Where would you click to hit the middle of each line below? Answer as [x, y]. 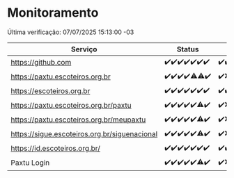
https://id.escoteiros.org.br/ [56, 149]
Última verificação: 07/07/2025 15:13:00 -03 [71, 32]
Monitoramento [53, 13]
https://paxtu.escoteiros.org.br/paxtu [71, 106]
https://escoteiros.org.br [50, 91]
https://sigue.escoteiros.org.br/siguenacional [84, 134]
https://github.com [41, 63]
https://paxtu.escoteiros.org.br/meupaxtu [78, 120]
